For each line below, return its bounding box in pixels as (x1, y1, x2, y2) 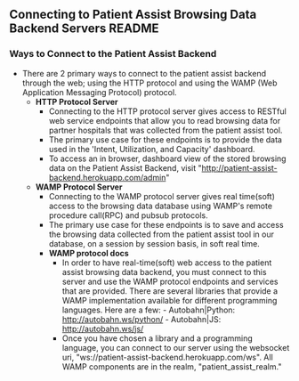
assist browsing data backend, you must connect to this (61, 266, 267, 277)
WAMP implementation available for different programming (61, 295, 278, 305)
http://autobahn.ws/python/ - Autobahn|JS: (61, 313, 222, 324)
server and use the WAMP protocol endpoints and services (61, 276, 279, 287)
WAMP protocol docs (48, 247, 129, 258)
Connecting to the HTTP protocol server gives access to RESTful (48, 106, 287, 117)
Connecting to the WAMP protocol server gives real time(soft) (48, 190, 276, 201)
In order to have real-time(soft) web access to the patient (61, 257, 272, 268)
